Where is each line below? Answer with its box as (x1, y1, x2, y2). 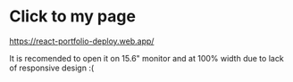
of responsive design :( (9, 62, 95, 73)
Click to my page (9, 6, 137, 27)
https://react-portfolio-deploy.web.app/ (9, 36, 155, 46)
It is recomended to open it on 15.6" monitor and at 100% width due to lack (9, 53, 284, 63)
